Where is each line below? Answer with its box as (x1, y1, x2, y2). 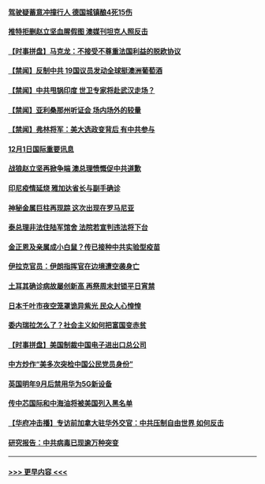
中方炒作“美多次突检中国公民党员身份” (8, 360, 134, 369)
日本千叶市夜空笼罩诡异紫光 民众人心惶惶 (8, 301, 142, 310)
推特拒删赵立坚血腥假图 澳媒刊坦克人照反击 (8, 27, 148, 36)
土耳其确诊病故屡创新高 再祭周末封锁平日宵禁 (8, 281, 155, 290)
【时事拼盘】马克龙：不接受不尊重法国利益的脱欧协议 (8, 46, 181, 55)
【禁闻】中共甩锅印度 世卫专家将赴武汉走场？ (8, 85, 155, 95)
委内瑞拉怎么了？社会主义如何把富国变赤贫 (8, 320, 147, 330)
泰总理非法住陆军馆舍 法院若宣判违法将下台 (8, 222, 148, 233)
